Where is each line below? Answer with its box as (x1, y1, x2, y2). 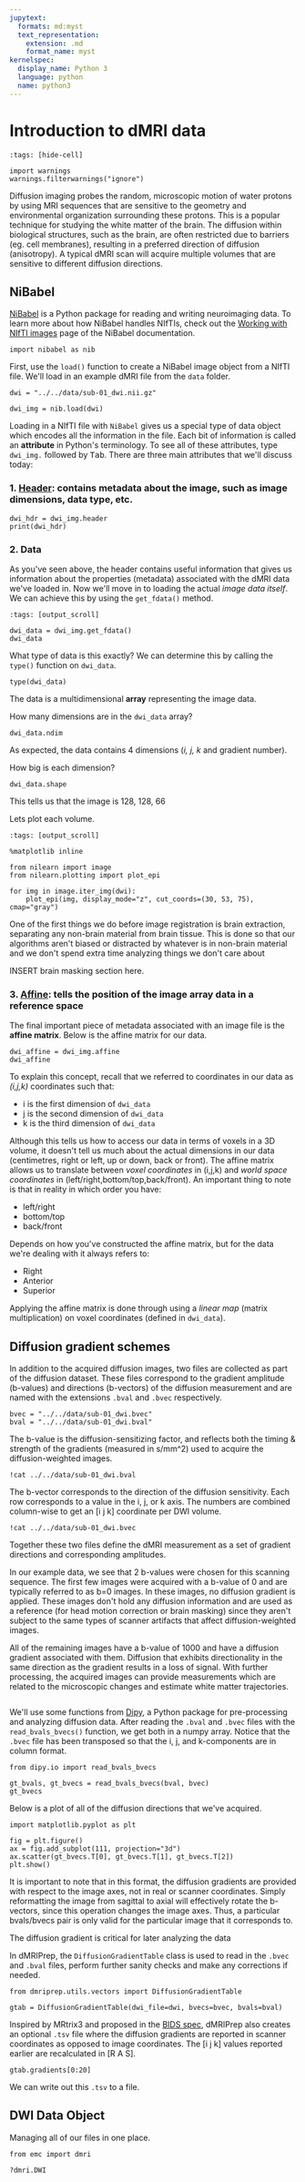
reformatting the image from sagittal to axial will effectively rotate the (9, 1895, 269, 1907)
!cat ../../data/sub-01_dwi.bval (9, 1471, 137, 1480)
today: (9, 459, 34, 470)
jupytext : (9, 13, 47, 23)
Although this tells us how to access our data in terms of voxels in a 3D (9, 1135, 276, 1147)
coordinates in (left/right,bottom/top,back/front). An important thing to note (9, 1174, 291, 1185)
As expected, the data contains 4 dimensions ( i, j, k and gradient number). (9, 744, 288, 756)
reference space (9, 999, 84, 1011)
